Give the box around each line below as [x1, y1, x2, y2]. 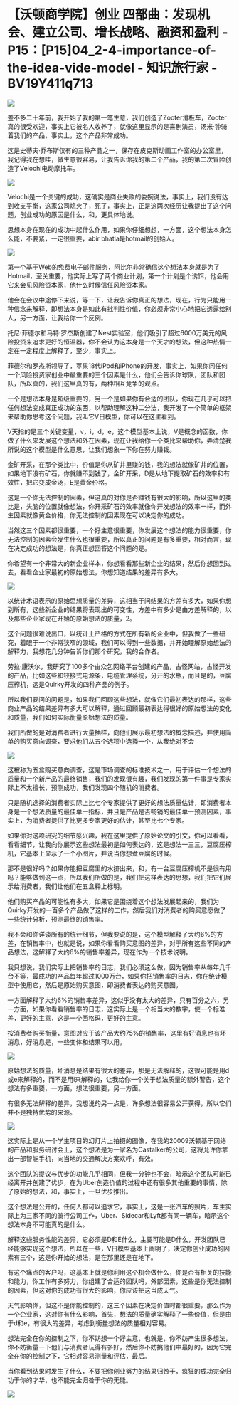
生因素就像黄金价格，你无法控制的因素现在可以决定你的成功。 [7, 510, 188, 520]
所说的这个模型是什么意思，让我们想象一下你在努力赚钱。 [7, 445, 176, 453]
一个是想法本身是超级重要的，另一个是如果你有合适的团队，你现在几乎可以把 [7, 394, 232, 403]
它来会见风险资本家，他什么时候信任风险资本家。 [7, 280, 151, 289]
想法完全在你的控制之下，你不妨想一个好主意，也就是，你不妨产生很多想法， [7, 1334, 232, 1342]
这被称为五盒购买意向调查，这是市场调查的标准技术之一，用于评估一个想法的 [7, 765, 232, 774]
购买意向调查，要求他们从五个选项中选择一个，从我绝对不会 [19, 737, 194, 745]
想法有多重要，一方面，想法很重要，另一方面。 [7, 1083, 144, 1093]
